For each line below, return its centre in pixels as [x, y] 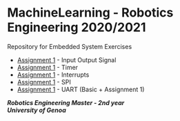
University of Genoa [37, 110]
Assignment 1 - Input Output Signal [67, 59]
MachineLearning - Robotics [90, 13]
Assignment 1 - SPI [44, 82]
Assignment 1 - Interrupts [53, 75]
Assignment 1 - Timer [47, 67]
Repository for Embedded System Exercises [70, 46]
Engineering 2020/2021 [77, 27]
